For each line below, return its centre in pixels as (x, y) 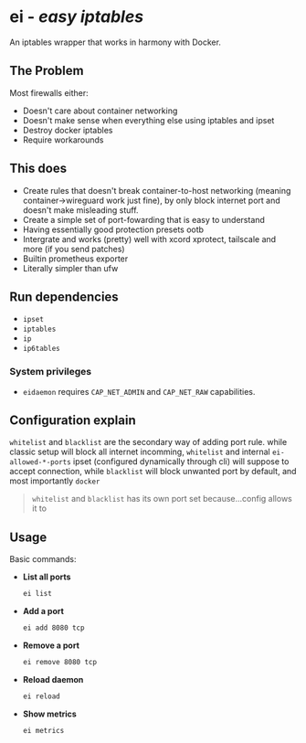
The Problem (47, 71)
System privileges (51, 372)
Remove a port (51, 645)
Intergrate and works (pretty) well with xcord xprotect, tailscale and (149, 239)
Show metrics (50, 714)
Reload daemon (53, 679)
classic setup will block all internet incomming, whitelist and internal (140, 452)
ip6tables (42, 349)
